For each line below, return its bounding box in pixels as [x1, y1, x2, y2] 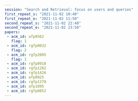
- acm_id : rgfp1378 [6, 79, 47, 84]
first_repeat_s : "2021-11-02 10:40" [4, 12, 79, 17]
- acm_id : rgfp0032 [6, 43, 47, 48]
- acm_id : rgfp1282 [6, 66, 47, 71]
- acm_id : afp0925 [6, 75, 44, 80]
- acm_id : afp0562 [6, 34, 44, 39]
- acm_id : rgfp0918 [6, 61, 47, 66]
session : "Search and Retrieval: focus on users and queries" [4, 7, 134, 12]
